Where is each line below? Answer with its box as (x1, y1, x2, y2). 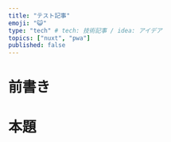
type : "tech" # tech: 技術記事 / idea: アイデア (8, 26, 163, 34)
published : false (8, 41, 66, 49)
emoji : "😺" (8, 19, 47, 27)
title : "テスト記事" (8, 11, 70, 20)
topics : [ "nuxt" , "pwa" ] (8, 34, 91, 42)
